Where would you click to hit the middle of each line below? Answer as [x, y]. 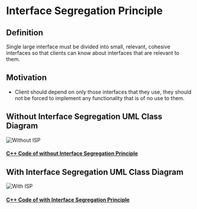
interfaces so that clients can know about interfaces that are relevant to [93, 53]
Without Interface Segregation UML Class [84, 117]
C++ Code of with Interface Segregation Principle [68, 200]
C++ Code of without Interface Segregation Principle [72, 154]
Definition [24, 33]
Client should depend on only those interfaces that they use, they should [103, 92]
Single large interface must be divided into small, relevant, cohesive [88, 47]
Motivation [27, 78]
